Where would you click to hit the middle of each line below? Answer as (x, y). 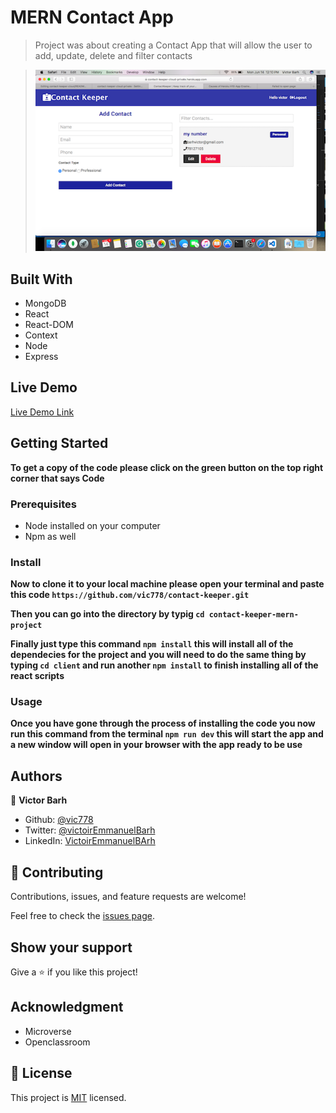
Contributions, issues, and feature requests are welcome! (128, 897)
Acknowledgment (67, 1007)
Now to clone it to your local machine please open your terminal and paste (167, 584)
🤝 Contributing (57, 872)
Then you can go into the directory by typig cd (107, 614)
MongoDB (45, 303)
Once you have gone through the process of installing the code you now (163, 723)
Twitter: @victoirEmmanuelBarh (90, 830)
